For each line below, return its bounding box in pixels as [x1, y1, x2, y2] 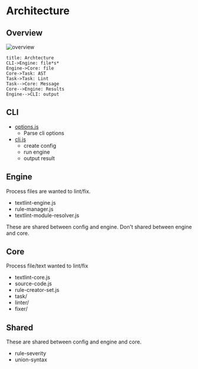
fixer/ [14, 306, 28, 313]
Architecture [6, 4, 70, 18]
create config [23, 142, 57, 149]
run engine [23, 148, 50, 155]
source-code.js [14, 280, 52, 287]
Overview [6, 28, 43, 38]
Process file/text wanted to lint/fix [6, 262, 89, 269]
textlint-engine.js [14, 199, 56, 206]
